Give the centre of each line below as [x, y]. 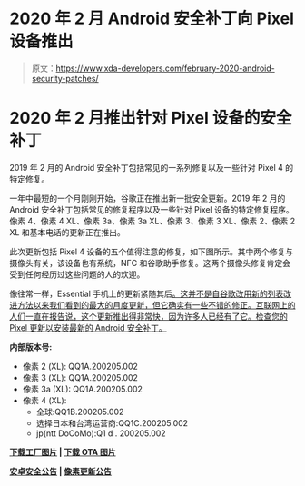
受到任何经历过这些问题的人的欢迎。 [77, 274]
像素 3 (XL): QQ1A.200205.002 [80, 377]
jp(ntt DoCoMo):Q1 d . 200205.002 [101, 433]
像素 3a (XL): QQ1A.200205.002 [83, 389]
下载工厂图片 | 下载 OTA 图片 [63, 451]
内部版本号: [31, 347]
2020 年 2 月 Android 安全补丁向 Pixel [152, 19]
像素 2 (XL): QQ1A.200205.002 [80, 366]
